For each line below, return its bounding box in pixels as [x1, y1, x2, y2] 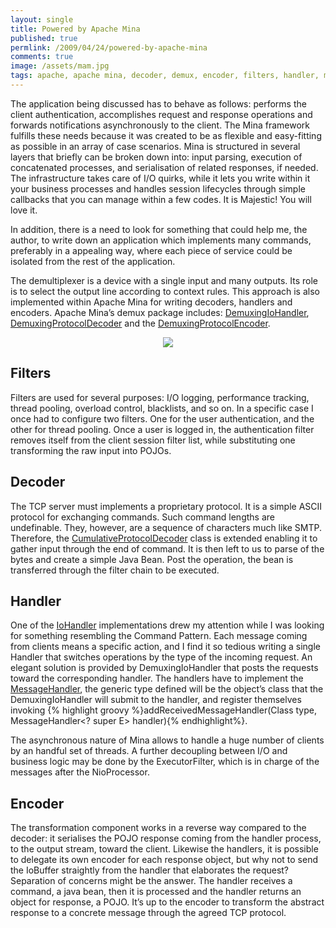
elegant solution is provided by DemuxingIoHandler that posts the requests [10, 662, 319, 674]
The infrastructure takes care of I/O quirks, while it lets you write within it [10, 172, 311, 184]
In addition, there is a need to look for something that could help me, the [10, 223, 308, 235]
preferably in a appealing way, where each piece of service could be [10, 244, 293, 256]
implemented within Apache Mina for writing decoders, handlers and [10, 296, 293, 308]
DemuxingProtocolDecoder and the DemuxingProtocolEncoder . [10, 317, 271, 329]
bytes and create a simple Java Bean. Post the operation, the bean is [10, 553, 294, 565]
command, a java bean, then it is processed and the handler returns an [10, 886, 302, 898]
